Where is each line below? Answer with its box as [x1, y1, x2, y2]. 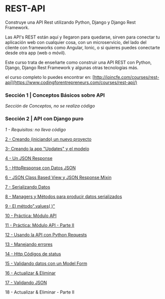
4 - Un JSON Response [5, 155, 53, 161]
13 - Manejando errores [5, 241, 53, 247]
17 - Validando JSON [5, 279, 47, 285]
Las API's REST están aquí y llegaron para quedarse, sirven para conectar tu [5, 34, 160, 40]
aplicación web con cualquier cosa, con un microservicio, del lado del [5, 39, 147, 45]
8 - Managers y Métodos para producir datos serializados [5, 193, 122, 199]
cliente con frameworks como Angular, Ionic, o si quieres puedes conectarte [5, 44, 160, 50]
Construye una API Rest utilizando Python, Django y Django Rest [5, 19, 136, 25]
